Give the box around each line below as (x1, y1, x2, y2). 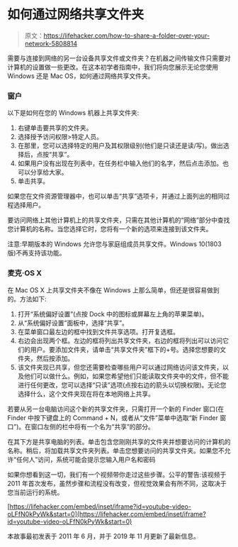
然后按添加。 (36, 354, 74, 363)
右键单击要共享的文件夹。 (17, 123, 93, 132)
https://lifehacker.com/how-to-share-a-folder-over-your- (43, 31, 210, 40)
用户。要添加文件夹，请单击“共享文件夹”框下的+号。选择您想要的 (30, 345, 220, 353)
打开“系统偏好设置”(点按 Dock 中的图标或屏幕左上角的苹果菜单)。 (17, 309, 208, 318)
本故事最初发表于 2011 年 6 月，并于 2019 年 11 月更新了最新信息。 (7, 531, 200, 540)
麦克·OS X (7, 268, 42, 278)
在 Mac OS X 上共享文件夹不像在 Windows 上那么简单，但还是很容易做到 (7, 285, 220, 294)
